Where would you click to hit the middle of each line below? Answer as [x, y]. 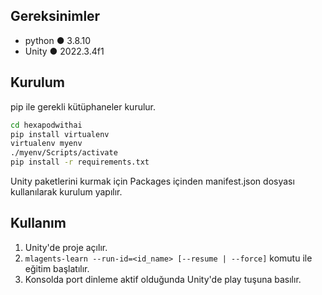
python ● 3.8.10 [58, 40]
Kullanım [38, 223]
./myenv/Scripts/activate [64, 153]
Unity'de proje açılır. [66, 247]
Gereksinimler [55, 16]
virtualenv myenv [46, 144]
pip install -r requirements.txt [80, 162]
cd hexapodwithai [46, 125]
